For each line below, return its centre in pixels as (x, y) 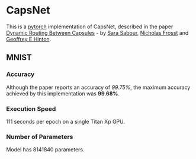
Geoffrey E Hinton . (29, 39)
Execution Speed (31, 108)
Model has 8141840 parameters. (45, 150)
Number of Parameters (40, 137)
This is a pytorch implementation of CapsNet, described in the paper (90, 26)
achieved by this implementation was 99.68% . (63, 93)
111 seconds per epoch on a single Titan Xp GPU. (66, 121)
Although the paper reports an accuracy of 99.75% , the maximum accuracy (98, 87)
